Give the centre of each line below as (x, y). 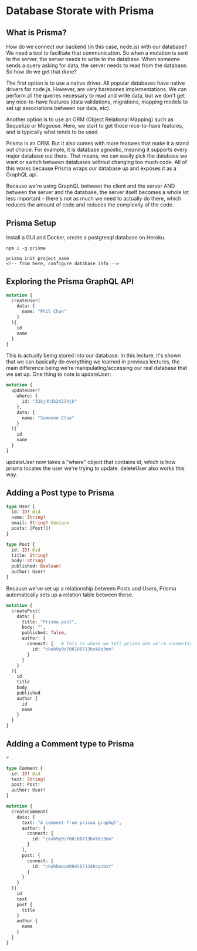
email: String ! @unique (40, 523)
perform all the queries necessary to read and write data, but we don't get (96, 96)
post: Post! (26, 785)
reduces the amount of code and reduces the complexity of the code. (90, 205)
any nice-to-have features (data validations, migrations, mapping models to (97, 102)
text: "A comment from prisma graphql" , (72, 822)
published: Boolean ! (36, 566)
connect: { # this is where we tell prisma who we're (97, 644)
